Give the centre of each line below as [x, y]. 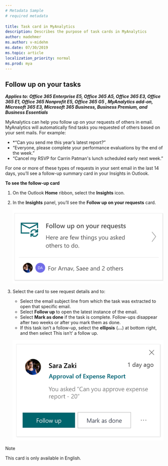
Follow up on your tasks [43, 84]
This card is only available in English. [43, 458]
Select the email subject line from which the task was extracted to [88, 301]
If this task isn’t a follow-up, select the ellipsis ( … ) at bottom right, [88, 328]
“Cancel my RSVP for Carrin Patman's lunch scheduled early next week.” [88, 158]
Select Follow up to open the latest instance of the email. [79, 312]
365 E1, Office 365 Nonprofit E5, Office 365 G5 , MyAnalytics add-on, [79, 102]
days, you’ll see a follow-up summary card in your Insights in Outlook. [77, 173]
